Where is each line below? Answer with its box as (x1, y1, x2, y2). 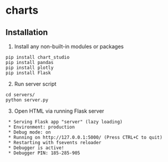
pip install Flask (5, 70, 51, 76)
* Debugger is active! (8, 145, 65, 151)
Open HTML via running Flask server (14, 107, 104, 115)
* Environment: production (8, 124, 75, 130)
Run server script (14, 81, 57, 87)
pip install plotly (5, 65, 54, 71)
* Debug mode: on (8, 129, 51, 135)
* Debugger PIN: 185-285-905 (8, 150, 81, 156)
